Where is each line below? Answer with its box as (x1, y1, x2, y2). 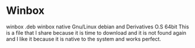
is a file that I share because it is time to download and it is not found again (6, 29, 186, 36)
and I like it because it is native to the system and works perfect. (6, 35, 162, 42)
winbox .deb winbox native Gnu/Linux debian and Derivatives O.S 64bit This (6, 23, 189, 30)
